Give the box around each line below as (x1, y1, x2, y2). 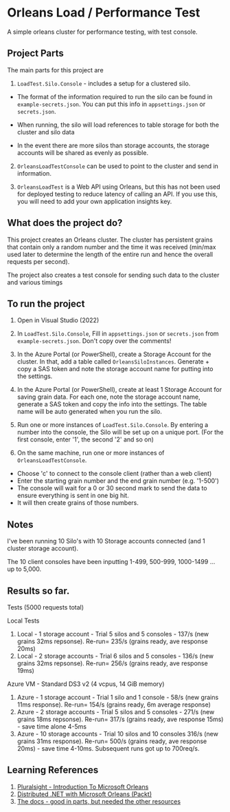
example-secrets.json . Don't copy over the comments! (16, 337, 172, 345)
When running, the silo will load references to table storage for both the (16, 121, 220, 129)
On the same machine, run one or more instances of (16, 449, 165, 457)
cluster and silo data (16, 127, 75, 136)
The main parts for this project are (7, 65, 104, 74)
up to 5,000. (7, 565, 42, 573)
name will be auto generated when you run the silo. (16, 408, 163, 416)
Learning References (7, 764, 99, 776)
